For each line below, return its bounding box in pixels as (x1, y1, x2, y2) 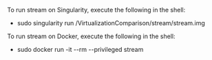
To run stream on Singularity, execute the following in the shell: (7, 6, 186, 14)
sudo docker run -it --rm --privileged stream (17, 46, 144, 53)
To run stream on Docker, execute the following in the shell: (7, 32, 176, 40)
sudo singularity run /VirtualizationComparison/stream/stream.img (17, 19, 205, 27)
